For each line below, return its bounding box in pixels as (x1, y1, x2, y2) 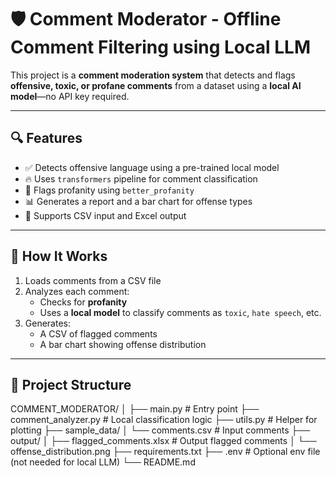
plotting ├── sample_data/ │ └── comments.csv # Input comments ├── (10, 424, 311, 436)
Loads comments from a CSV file (24, 274, 162, 286)
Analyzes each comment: (24, 285, 130, 297)
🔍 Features (10, 130, 83, 147)
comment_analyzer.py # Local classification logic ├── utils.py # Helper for (10, 414, 318, 426)
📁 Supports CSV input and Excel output (24, 209, 187, 221)
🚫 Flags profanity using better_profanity (24, 184, 195, 196)
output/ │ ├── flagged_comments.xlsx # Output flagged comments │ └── (10, 435, 317, 447)
